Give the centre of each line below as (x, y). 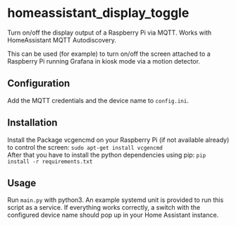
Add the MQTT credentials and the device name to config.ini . (98, 100)
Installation (32, 123)
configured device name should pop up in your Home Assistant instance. (113, 215)
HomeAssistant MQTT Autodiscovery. (62, 40)
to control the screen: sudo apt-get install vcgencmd (85, 147)
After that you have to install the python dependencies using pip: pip (107, 155)
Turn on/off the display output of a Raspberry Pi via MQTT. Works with (110, 32)
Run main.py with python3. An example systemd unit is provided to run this (116, 200)
